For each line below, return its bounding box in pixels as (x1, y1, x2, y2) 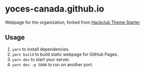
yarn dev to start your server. (12, 57, 70, 62)
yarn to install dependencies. (12, 46, 70, 52)
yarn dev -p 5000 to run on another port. (12, 61, 93, 67)
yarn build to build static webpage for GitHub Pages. (12, 51, 118, 57)
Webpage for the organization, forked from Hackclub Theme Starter (5, 19, 140, 25)
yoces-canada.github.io (5, 3, 104, 14)
